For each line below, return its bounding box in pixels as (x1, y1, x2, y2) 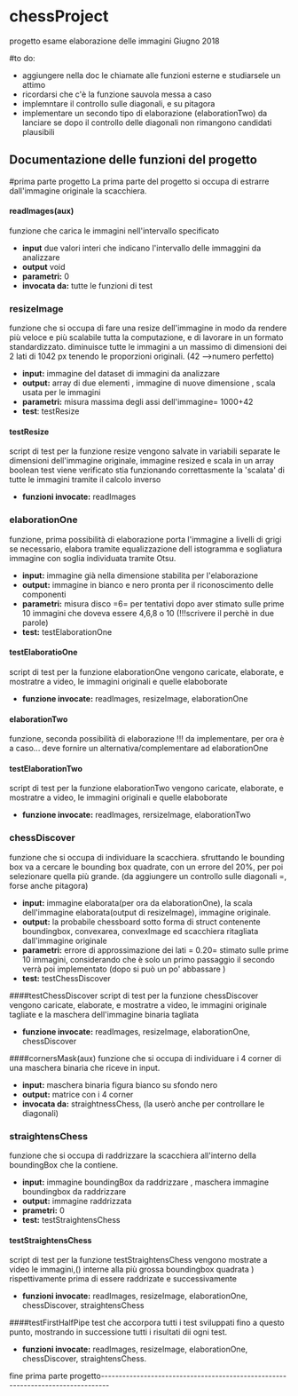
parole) (21, 617, 49, 628)
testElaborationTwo (9, 763, 82, 773)
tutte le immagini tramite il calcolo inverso (9, 474, 161, 485)
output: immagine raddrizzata (21, 1195, 132, 1206)
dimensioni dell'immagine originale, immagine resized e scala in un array (9, 456, 275, 466)
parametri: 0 (21, 271, 69, 282)
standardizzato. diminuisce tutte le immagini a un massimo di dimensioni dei (9, 342, 287, 353)
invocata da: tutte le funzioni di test (21, 280, 153, 290)
